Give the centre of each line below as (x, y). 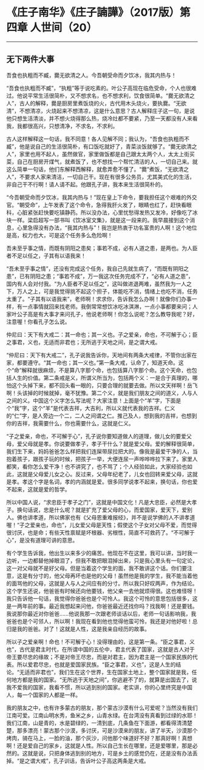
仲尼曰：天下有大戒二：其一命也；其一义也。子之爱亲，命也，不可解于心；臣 (102, 334)
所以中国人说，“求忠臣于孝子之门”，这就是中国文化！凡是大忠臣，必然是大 (99, 502)
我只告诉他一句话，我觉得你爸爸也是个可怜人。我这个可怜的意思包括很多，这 (102, 598)
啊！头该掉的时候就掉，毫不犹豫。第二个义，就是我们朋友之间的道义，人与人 (102, 393)
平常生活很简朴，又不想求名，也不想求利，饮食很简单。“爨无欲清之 (111, 95)
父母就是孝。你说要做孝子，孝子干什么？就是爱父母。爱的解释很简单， (110, 444)
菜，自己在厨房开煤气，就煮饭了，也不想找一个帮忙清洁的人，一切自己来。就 (102, 161)
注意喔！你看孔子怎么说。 (38, 322)
